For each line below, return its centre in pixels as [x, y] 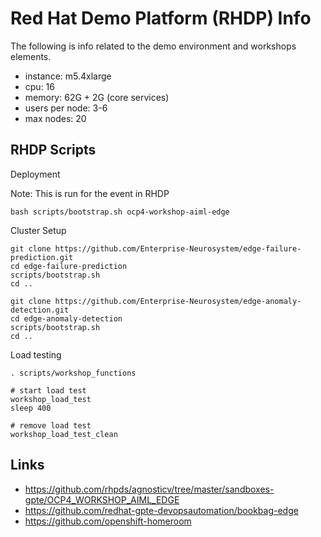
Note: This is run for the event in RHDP [90, 193]
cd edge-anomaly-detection [66, 318]
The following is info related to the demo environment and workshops [153, 46]
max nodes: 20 [55, 118]
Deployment [35, 174]
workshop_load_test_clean [64, 434]
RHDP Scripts [53, 150]
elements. [31, 56]
